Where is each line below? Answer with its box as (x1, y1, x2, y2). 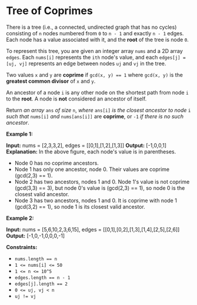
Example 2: (6, 214, 34, 222)
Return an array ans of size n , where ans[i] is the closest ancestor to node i (6, 106, 191, 113)
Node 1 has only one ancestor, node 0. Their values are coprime (14, 166, 169, 173)
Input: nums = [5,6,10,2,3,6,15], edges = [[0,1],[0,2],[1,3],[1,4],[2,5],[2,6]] (6, 226, 180, 233)
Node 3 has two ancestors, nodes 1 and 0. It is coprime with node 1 (14, 197, 178, 204)
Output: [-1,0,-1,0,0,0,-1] (6, 232, 65, 239)
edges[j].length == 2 (14, 281, 68, 287)
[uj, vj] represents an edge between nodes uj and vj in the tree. (6, 60, 166, 67)
